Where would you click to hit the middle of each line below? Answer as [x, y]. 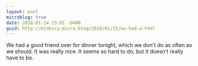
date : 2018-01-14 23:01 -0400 [44, 23]
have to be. [20, 58]
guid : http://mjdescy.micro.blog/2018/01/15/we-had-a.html [81, 28]
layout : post [22, 12]
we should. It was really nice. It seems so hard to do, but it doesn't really [95, 52]
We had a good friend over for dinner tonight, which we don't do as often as [99, 45]
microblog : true [26, 17]
